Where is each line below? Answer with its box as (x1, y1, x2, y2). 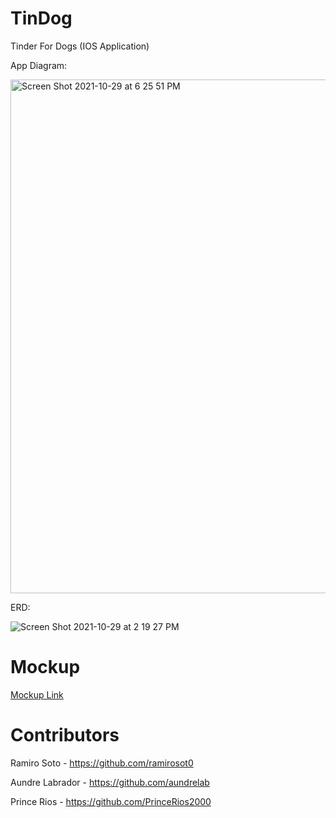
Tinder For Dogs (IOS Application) (10, 40, 150, 52)
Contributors (10, 724, 120, 747)
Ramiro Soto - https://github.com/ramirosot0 (10, 757, 194, 769)
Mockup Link (10, 688, 64, 701)
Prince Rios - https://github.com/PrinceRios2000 (10, 795, 212, 807)
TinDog (10, 7, 73, 30)
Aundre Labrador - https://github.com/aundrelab (10, 776, 210, 788)
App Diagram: (10, 59, 68, 71)
